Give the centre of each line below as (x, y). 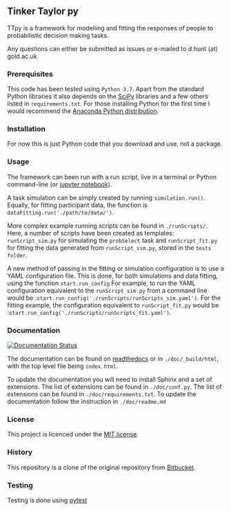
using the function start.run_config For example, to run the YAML (101, 283)
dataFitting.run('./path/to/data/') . (61, 212)
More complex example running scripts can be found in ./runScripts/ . (108, 225)
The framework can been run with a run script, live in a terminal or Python (112, 177)
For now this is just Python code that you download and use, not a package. (115, 144)
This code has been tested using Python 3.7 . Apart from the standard (106, 89)
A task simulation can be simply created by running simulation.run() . (106, 197)
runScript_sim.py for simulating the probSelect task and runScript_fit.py (112, 240)
